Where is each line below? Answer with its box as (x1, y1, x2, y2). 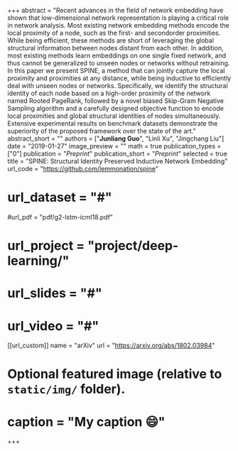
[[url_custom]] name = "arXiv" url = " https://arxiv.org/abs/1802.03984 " (7, 341, 215, 350)
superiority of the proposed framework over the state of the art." (7, 127, 197, 135)
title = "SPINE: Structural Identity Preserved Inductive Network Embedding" (7, 157, 228, 165)
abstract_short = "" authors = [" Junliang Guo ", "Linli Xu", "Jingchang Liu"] (7, 134, 225, 143)
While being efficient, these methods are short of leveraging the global (7, 36, 215, 45)
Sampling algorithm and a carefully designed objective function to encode (7, 104, 224, 112)
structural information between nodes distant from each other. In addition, (7, 44, 224, 52)
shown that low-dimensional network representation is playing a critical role (7, 13, 229, 22)
